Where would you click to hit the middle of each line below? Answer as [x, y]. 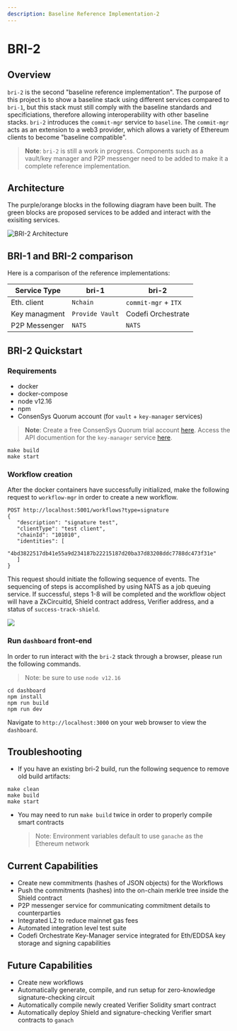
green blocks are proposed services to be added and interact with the [109, 212]
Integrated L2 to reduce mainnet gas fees [78, 921]
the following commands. [44, 664]
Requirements [32, 371]
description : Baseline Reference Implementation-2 [83, 14]
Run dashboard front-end [50, 641]
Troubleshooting [45, 752]
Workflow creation [40, 474]
